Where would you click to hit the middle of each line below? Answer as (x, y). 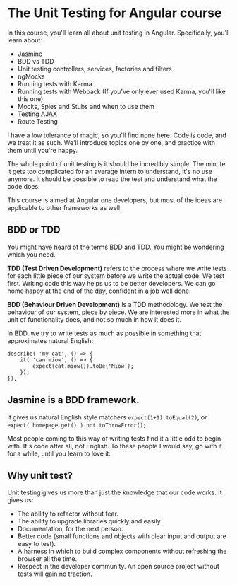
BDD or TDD (34, 230)
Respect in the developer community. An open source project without (119, 567)
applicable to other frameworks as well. (65, 207)
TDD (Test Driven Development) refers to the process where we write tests (117, 268)
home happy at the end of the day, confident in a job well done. (99, 291)
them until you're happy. (42, 150)
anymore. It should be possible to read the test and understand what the (112, 179)
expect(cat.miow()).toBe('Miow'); (83, 366)
